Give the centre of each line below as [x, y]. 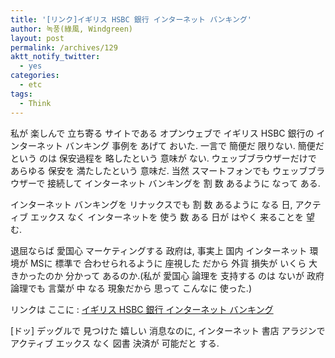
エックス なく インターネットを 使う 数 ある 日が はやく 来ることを [167, 217]
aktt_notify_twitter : [55, 57]
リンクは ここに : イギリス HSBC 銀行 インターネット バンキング [142, 309]
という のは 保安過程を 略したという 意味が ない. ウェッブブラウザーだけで [163, 158]
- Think [35, 103]
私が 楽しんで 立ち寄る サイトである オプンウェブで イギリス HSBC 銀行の [162, 133]
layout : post [37, 38]
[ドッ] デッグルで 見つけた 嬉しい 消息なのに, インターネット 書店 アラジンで [168, 330]
